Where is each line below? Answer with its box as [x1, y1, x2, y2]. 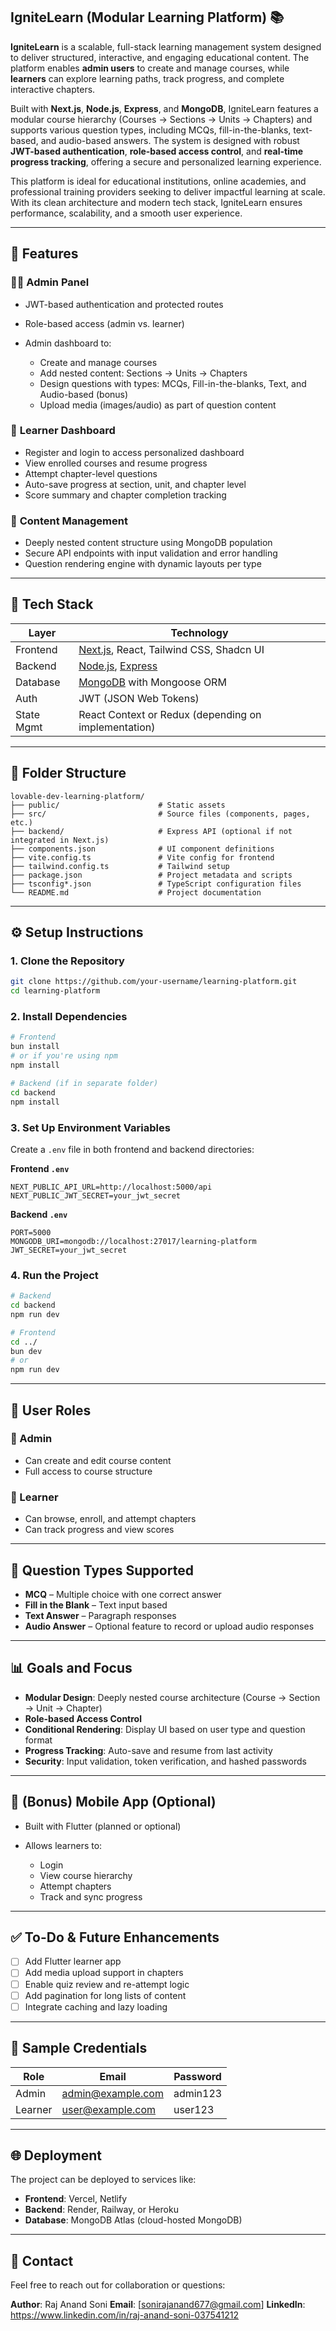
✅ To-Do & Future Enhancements [10, 1929, 220, 1946]
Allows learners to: [24, 1839, 103, 1851]
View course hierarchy [39, 1869, 133, 1881]
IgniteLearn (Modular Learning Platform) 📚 [10, 9, 285, 26]
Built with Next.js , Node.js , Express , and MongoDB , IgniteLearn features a [10, 102, 319, 114]
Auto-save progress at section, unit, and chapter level [24, 478, 247, 490]
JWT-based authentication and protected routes [24, 298, 224, 310]
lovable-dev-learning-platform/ [10, 791, 145, 801]
